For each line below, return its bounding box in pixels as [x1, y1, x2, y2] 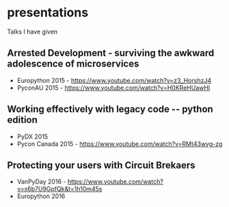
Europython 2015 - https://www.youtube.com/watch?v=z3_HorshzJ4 [16, 76, 212, 84]
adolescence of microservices [7, 58, 139, 70]
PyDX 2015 [16, 132, 49, 141]
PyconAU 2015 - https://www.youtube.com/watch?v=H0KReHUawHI [16, 84, 211, 92]
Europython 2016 [16, 192, 66, 200]
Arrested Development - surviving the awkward [7, 47, 215, 59]
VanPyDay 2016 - [16, 178, 66, 186]
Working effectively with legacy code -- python [7, 103, 213, 115]
